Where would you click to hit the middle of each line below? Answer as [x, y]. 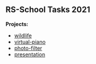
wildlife [23, 36]
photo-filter [28, 48]
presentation [30, 54]
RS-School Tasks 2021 [48, 10]
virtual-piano [30, 41]
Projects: [17, 24]
